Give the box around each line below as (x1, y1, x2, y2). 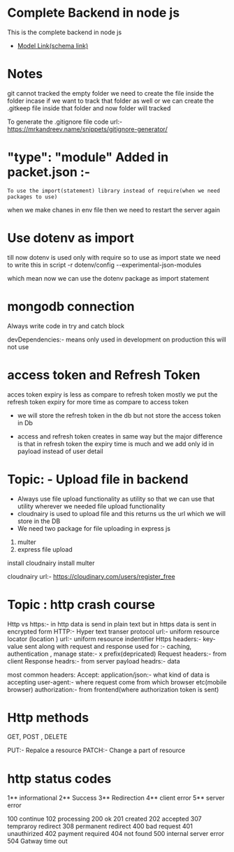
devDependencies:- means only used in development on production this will (7, 335, 226, 344)
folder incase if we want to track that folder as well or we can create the (7, 96, 214, 105)
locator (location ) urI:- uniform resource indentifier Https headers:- (7, 634, 202, 643)
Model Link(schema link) (17, 41, 89, 50)
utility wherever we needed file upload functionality (17, 501, 166, 511)
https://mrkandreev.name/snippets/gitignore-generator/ (7, 124, 168, 133)
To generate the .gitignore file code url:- (7, 117, 123, 126)
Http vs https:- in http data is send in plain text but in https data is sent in (7, 619, 217, 628)
